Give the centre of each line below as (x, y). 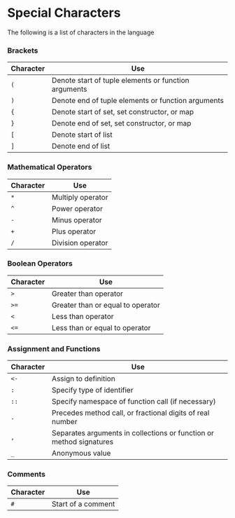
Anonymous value (81, 454)
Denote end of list (81, 146)
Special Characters (64, 13)
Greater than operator (87, 294)
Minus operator (77, 220)
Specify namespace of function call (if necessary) (134, 402)
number (64, 422)
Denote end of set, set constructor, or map (121, 123)
